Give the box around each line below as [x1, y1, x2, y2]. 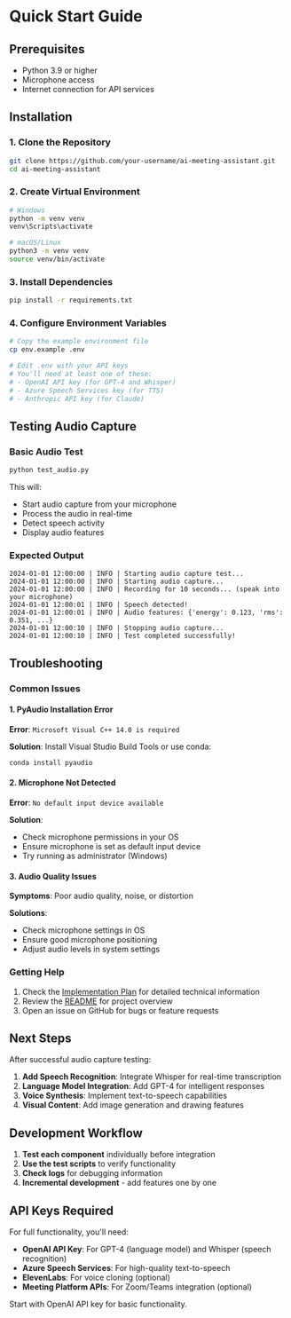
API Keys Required [9, 1203, 114, 1218]
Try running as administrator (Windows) [21, 850, 168, 862]
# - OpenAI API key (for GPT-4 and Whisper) [9, 377, 177, 387]
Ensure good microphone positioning [21, 935, 158, 945]
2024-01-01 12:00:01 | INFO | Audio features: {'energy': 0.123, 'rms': [9, 608, 284, 618]
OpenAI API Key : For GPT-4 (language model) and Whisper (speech [21, 1243, 272, 1254]
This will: [9, 482, 42, 493]
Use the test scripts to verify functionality [21, 1158, 177, 1169]
